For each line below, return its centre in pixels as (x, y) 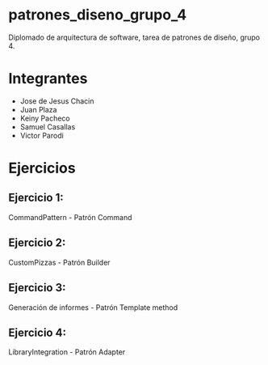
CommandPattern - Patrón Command (70, 217)
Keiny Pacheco (45, 118)
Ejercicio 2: (37, 243)
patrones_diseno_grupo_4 (98, 15)
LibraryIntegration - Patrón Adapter (67, 352)
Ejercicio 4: (38, 332)
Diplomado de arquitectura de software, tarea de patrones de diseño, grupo (134, 37)
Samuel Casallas (48, 126)
